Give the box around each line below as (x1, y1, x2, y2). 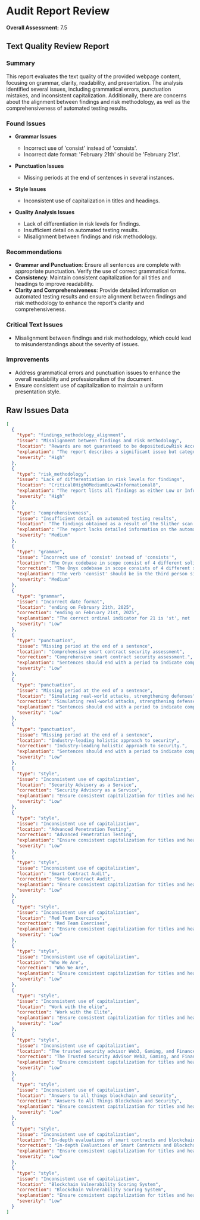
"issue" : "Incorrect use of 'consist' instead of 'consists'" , (17, 554, 177, 560)
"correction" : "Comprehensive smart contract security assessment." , (17, 654, 193, 660)
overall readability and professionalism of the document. (14, 375, 154, 383)
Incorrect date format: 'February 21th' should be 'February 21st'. (23, 150, 180, 158)
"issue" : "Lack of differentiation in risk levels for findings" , (17, 476, 185, 483)
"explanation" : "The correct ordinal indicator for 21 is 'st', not (17, 615, 190, 621)
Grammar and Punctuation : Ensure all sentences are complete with (14, 261, 181, 269)
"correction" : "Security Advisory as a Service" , (17, 787, 143, 793)
